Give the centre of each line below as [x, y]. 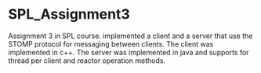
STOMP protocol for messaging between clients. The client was [111, 43]
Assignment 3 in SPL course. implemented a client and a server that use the [130, 36]
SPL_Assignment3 [69, 14]
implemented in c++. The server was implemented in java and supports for [129, 52]
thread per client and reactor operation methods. [87, 61]
